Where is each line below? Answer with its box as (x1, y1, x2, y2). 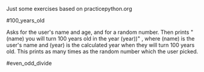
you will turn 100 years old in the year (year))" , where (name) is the (25, 35, 195, 42)
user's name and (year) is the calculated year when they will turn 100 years (6, 42, 195, 48)
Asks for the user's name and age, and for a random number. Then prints (6, 28, 190, 36)
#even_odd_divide (6, 60, 52, 67)
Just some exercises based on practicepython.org (6, 5, 132, 12)
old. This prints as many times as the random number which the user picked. (6, 48, 199, 55)
